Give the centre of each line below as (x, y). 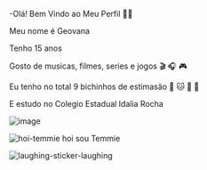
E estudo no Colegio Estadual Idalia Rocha (87, 104)
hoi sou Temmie (91, 138)
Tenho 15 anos (36, 48)
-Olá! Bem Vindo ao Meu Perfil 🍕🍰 (71, 14)
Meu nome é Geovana (50, 31)
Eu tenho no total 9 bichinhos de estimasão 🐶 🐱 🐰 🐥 (104, 86)
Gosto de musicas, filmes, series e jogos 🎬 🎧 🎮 (99, 66)
